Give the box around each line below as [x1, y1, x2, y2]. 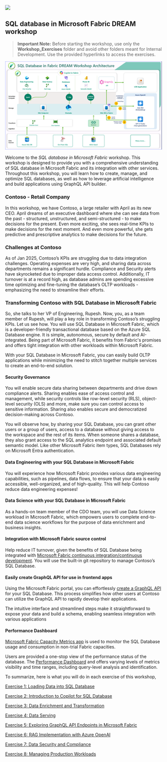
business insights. [5, 524, 42, 530]
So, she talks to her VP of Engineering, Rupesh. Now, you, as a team [5, 310, 145, 316]
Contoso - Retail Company [5, 193, 71, 200]
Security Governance [5, 374, 51, 380]
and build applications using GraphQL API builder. [5, 181, 107, 187]
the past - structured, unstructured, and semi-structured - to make [5, 215, 142, 221]
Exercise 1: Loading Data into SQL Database [5, 683, 95, 690]
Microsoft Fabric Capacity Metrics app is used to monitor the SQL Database [5, 638, 161, 645]
